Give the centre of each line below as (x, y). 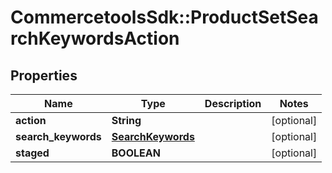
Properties (44, 75)
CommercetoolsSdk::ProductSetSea (164, 17)
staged (32, 153)
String (126, 120)
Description (233, 103)
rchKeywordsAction (95, 38)
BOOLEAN (136, 153)
